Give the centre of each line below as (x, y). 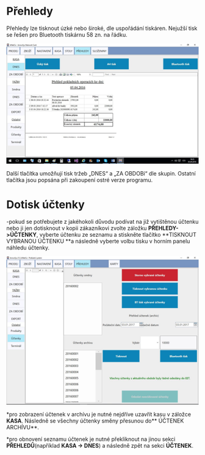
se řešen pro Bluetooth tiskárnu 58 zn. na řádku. (67, 34)
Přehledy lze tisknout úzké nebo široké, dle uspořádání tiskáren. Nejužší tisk (102, 28)
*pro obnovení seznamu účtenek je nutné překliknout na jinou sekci (91, 439)
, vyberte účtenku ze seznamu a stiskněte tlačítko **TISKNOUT (117, 234)
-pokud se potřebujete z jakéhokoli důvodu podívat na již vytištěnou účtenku (103, 221)
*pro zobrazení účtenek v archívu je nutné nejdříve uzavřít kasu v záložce (99, 414)
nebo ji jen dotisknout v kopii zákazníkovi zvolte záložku (77, 228)
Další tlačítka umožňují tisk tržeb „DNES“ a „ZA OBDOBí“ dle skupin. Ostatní (101, 173)
